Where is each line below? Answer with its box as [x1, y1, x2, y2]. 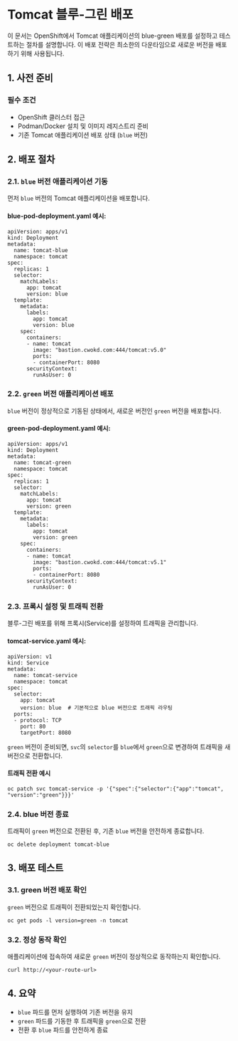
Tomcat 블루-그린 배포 [7, 6, 134, 23]
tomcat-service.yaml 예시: [7, 637, 87, 645]
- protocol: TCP [13, 716, 62, 723]
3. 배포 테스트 [7, 862, 64, 874]
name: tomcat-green [13, 459, 72, 466]
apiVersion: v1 [7, 653, 53, 660]
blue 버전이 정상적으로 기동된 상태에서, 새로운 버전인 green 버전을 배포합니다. [7, 407, 222, 415]
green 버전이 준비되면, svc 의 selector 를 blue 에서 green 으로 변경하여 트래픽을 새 [7, 742, 231, 751]
